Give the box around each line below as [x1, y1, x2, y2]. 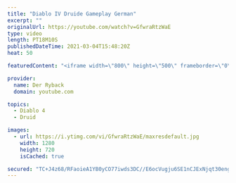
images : [7, 127, 30, 134]
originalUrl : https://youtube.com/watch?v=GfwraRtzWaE [7, 23, 171, 30]
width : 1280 [20, 139, 55, 146]
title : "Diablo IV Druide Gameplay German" [7, 10, 137, 18]
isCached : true [20, 153, 65, 160]
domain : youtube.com [13, 88, 74, 95]
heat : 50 [7, 50, 33, 57]
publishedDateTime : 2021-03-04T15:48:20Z [7, 43, 131, 50]
